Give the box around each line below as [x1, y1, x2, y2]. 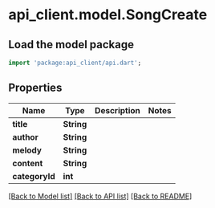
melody [12, 145, 43, 156]
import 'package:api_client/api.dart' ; [8, 59, 142, 67]
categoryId [12, 170, 56, 181]
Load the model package [8, 38, 135, 51]
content [12, 157, 43, 169]
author [12, 131, 39, 142]
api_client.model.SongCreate [8, 6, 208, 24]
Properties [8, 81, 63, 95]
